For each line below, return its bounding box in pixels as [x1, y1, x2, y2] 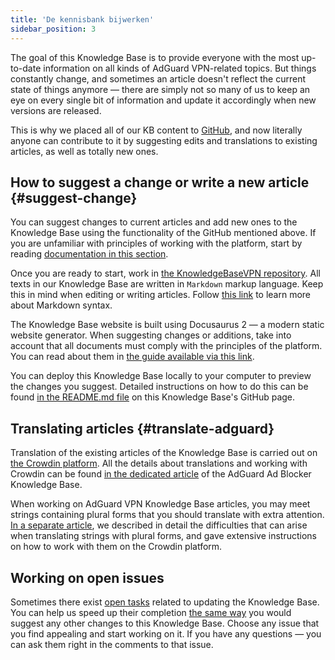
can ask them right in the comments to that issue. [10, 638, 214, 650]
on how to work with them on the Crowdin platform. [10, 541, 223, 553]
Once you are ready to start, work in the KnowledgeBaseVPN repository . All [10, 267, 321, 280]
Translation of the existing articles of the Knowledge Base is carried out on [10, 447, 318, 459]
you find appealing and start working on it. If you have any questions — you [10, 627, 322, 640]
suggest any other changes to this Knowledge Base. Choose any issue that [10, 617, 320, 629]
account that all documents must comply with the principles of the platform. [10, 340, 323, 352]
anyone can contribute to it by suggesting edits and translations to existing [10, 134, 318, 146]
